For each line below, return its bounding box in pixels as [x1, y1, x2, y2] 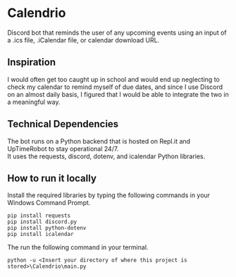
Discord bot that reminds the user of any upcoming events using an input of [7, 28, 227, 37]
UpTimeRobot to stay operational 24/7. [7, 144, 119, 153]
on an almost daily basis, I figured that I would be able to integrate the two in [7, 90, 229, 98]
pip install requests [7, 212, 71, 220]
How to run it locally [7, 172, 97, 184]
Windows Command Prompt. [7, 199, 91, 207]
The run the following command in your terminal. [7, 243, 149, 252]
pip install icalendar [7, 231, 74, 238]
